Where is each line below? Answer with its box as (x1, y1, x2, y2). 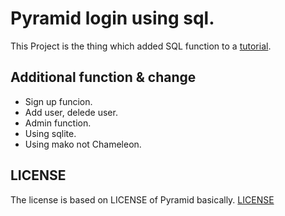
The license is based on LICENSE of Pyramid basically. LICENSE (10, 193, 275, 206)
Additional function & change (10, 69, 197, 86)
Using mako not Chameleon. (24, 138, 142, 150)
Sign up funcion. (24, 95, 93, 107)
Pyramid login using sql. (10, 7, 215, 30)
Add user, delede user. (24, 106, 118, 118)
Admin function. (24, 117, 92, 129)
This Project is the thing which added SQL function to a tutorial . (10, 40, 272, 52)
